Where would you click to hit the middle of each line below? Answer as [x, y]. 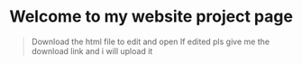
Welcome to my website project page [151, 17]
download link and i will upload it [92, 50]
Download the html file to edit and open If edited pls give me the [151, 41]
